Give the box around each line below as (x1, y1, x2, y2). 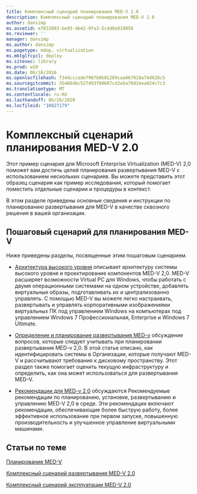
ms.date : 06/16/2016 (6, 69, 57, 75)
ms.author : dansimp (6, 42, 54, 48)
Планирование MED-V (6, 458, 62, 465)
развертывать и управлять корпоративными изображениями (14, 301, 170, 309)
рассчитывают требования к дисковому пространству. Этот (24, 357, 177, 364)
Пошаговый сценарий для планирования (6, 227, 166, 237)
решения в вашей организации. (6, 210, 86, 217)
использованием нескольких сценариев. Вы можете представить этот (6, 173, 185, 180)
